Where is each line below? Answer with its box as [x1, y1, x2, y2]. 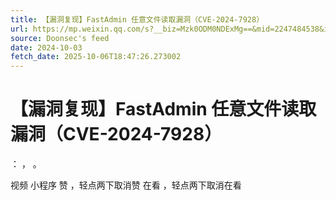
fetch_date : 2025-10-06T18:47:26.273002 [10, 52, 182, 62]
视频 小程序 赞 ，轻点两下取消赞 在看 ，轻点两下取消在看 [10, 179, 242, 191]
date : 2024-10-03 [10, 42, 83, 53]
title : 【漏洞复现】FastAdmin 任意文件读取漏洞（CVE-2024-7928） [10, 14, 265, 25]
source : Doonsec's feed [10, 33, 110, 43]
